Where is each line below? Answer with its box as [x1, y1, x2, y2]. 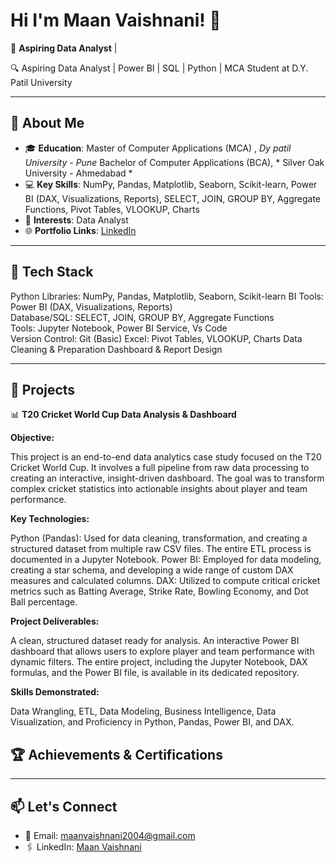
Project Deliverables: [10, 615, 100, 628]
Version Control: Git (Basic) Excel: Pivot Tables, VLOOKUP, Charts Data [10, 332, 303, 344]
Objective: [10, 432, 55, 444]
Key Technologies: [10, 513, 90, 525]
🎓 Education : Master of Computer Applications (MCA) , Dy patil [24, 142, 292, 154]
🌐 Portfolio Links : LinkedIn [24, 224, 137, 236]
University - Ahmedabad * [24, 167, 133, 179]
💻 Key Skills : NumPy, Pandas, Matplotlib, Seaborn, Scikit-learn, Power [24, 178, 318, 190]
